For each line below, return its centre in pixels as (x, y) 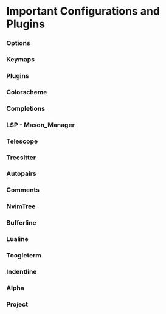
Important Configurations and (83, 11)
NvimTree (21, 206)
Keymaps (21, 60)
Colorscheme (27, 92)
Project (17, 304)
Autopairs (21, 173)
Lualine (17, 239)
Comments (23, 190)
